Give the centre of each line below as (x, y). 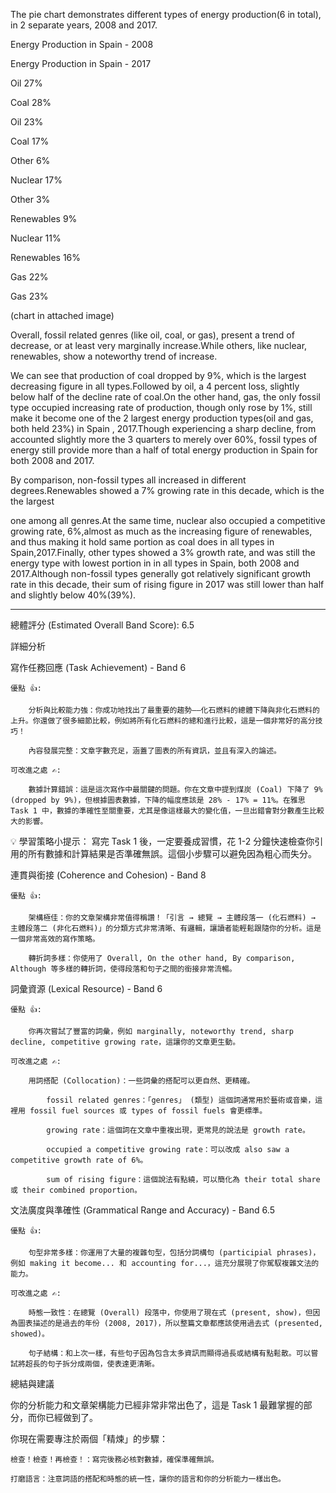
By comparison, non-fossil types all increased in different (128, 480)
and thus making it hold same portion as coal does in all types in (142, 542)
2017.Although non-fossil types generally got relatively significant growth (161, 573)
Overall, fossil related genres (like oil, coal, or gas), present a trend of (152, 335)
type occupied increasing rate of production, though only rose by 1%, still (161, 407)
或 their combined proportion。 (76, 1190)
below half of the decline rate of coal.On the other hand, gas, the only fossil (165, 397)
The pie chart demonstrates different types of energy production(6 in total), (166, 14)
